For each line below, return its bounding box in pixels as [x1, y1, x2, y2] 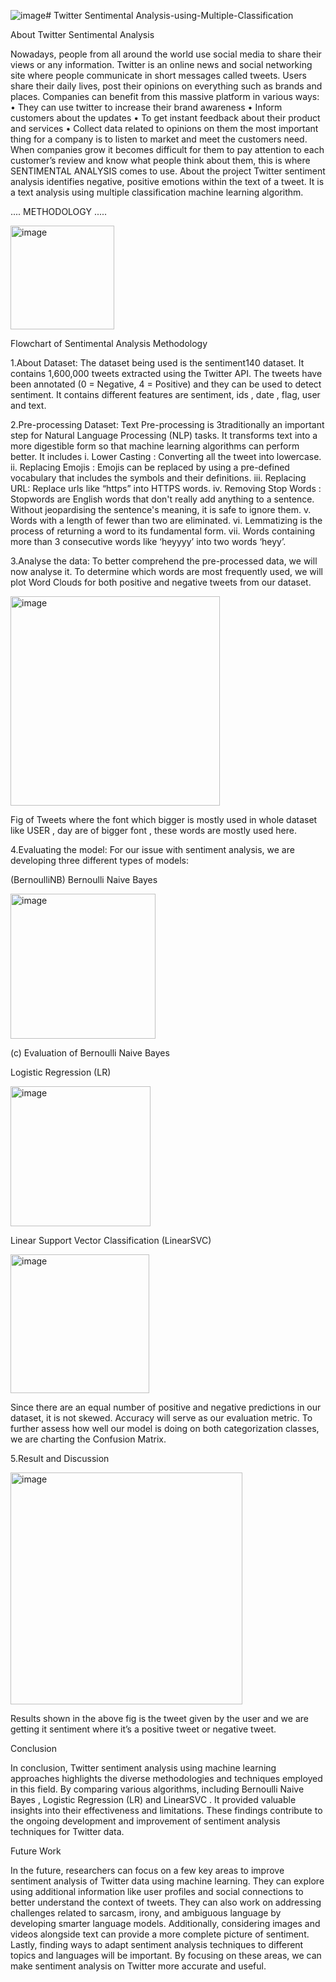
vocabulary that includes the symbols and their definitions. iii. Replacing [10, 472, 307, 484]
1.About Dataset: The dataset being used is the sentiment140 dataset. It [10, 357, 305, 369]
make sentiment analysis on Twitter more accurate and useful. [10, 1960, 267, 1972]
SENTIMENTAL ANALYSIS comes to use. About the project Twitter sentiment [10, 165, 326, 177]
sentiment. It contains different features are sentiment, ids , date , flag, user [10, 389, 321, 400]
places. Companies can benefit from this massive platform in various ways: [10, 91, 320, 102]
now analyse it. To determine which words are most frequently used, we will [10, 566, 323, 577]
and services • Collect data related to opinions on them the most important [10, 123, 319, 134]
